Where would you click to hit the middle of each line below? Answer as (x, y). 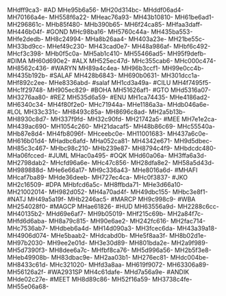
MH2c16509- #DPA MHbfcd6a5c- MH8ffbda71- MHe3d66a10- (95, 185)
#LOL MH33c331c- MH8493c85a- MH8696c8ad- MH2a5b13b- (97, 112)
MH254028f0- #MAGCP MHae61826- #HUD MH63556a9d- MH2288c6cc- (113, 206)
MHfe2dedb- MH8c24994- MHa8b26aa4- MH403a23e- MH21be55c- (106, 39)
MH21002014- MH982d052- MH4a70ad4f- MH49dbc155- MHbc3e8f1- (108, 192)
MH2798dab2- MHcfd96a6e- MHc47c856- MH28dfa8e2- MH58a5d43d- (111, 163)
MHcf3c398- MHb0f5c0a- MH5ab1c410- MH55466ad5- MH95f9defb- (107, 53)
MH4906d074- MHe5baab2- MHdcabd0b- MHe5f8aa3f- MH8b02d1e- (107, 235)
